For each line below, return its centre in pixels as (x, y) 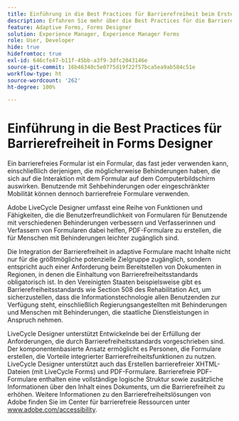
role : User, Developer (41, 41)
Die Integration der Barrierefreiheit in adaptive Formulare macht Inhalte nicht (119, 252)
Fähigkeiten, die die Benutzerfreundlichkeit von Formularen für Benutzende (117, 215)
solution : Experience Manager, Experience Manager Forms (94, 34)
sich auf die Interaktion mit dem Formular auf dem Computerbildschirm (111, 178)
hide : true (23, 47)
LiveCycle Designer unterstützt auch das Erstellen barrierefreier (101, 364)
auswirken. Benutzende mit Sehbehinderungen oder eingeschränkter (108, 186)
